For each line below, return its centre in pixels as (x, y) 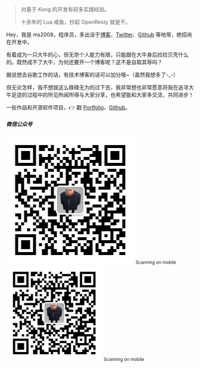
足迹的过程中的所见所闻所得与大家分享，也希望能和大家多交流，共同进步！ (102, 95)
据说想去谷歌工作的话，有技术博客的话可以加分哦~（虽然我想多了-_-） (92, 75)
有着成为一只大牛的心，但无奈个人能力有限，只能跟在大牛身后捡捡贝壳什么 (97, 55)
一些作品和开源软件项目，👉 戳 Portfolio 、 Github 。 (68, 107)
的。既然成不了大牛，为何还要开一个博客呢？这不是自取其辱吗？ (84, 62)
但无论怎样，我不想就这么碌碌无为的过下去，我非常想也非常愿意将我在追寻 (97, 87)
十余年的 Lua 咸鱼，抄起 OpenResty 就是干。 (76, 22)
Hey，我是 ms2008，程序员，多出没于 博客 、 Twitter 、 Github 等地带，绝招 (97, 34)
